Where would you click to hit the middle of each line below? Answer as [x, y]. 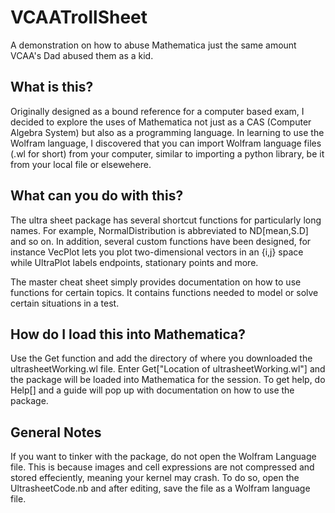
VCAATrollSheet [79, 17]
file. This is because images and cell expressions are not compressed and [162, 467]
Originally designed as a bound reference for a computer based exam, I [157, 111]
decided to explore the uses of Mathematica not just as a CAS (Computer [161, 122]
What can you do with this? [97, 196]
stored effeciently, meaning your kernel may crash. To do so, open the [155, 478]
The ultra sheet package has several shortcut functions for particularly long [166, 220]
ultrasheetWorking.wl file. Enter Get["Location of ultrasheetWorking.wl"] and [168, 369]
